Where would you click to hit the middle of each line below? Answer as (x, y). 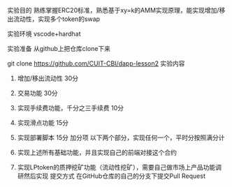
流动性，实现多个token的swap (56, 19)
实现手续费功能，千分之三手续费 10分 (71, 108)
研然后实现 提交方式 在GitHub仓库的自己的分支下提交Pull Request (111, 176)
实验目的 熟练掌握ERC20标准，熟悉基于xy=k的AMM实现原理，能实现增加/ (113, 10)
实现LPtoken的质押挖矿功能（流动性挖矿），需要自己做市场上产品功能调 (119, 167)
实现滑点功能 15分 (43, 123)
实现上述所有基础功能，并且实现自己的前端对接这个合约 (97, 152)
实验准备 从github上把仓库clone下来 (59, 48)
